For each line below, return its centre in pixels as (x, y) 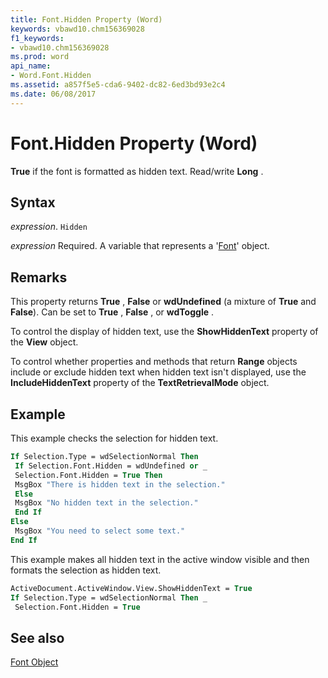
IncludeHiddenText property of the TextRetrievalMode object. (140, 383)
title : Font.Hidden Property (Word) (86, 19)
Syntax (33, 202)
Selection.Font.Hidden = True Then (88, 475)
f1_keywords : (37, 38)
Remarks (39, 277)
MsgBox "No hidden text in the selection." (106, 503)
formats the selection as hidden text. (86, 570)
